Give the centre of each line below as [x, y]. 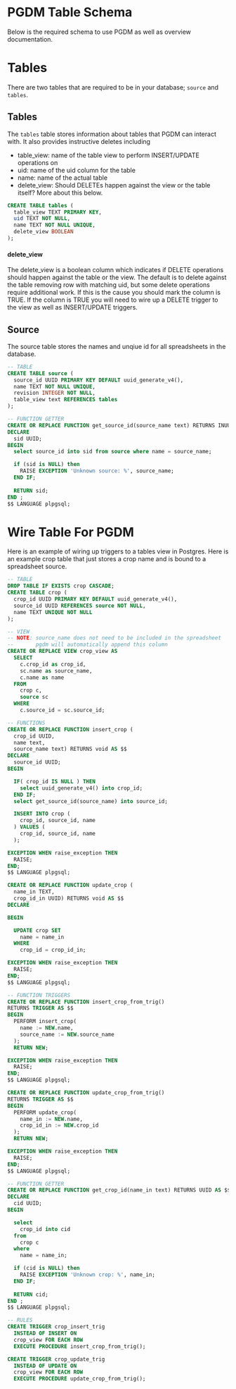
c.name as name [42, 678]
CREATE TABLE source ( [40, 373]
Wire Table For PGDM [71, 532]
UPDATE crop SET [37, 930]
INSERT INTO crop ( [42, 814]
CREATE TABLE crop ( [38, 593]
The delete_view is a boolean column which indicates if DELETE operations [116, 270]
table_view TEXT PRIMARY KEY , [58, 212]
